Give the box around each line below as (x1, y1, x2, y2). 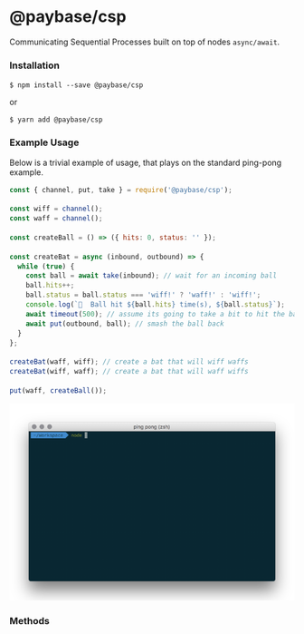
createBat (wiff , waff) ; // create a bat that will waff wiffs (9, 367, 249, 376)
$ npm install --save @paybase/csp (9, 81, 144, 90)
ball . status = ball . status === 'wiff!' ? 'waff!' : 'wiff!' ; (25, 290, 261, 300)
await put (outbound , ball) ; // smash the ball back (25, 319, 224, 328)
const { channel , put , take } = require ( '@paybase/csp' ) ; (9, 185, 233, 194)
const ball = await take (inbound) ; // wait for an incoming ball (25, 271, 278, 280)
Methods (9, 614, 50, 627)
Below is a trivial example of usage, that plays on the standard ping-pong (9, 157, 282, 168)
